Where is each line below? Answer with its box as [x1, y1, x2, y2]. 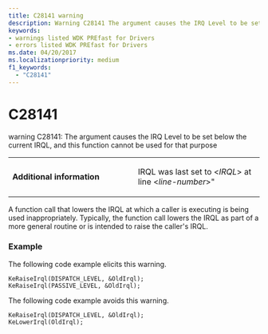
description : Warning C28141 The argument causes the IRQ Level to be [8, 19, 248, 27]
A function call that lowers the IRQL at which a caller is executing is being [8, 204, 250, 214]
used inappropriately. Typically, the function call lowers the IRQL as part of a [8, 213, 259, 222]
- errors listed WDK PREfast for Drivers [8, 41, 148, 49]
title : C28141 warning [8, 11, 84, 20]
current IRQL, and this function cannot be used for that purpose [8, 140, 218, 150]
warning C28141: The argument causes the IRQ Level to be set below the [8, 132, 247, 141]
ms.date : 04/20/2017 [8, 49, 77, 57]
